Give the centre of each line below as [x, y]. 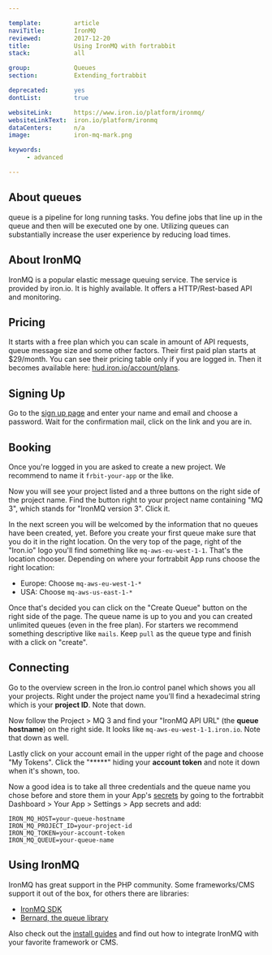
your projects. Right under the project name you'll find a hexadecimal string [134, 696]
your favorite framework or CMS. [64, 942]
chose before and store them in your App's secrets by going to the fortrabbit [136, 795]
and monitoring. [35, 297]
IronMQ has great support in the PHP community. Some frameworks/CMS [132, 884]
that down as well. [39, 738]
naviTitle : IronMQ [52, 31]
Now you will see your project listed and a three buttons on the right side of [134, 491]
